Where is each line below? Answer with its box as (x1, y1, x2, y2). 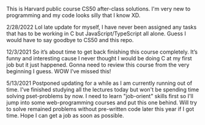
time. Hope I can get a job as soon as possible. (6, 112, 124, 119)
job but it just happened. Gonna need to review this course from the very (6, 61, 190, 68)
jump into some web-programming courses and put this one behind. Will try (6, 99, 198, 106)
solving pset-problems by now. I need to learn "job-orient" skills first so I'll (6, 93, 194, 99)
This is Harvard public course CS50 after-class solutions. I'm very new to (6, 5, 191, 12)
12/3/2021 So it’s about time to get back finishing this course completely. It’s (6, 48, 198, 55)
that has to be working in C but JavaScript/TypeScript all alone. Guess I (6, 30, 187, 37)
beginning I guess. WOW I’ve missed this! (6, 68, 111, 75)
